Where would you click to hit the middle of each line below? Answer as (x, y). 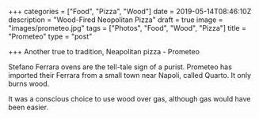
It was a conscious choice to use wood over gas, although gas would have (129, 99)
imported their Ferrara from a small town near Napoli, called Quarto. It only (130, 75)
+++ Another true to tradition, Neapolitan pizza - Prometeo (104, 52)
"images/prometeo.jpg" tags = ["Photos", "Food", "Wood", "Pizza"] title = (128, 28)
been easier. (29, 107)
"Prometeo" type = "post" (50, 36)
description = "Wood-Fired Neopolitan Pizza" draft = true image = (116, 20)
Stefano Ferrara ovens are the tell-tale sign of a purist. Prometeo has (120, 67)
